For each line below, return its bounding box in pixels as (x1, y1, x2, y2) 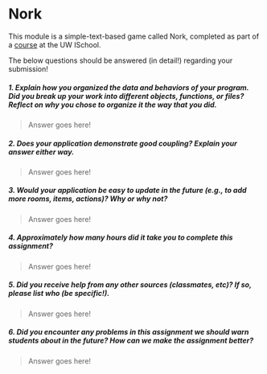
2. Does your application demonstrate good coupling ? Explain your (8, 138, 237, 148)
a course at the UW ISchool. (8, 39, 101, 49)
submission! (8, 64, 48, 73)
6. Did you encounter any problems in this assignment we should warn (8, 327, 249, 337)
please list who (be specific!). (8, 289, 110, 298)
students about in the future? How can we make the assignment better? (8, 335, 254, 346)
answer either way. (8, 146, 75, 157)
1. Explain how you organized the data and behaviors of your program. (8, 82, 249, 92)
